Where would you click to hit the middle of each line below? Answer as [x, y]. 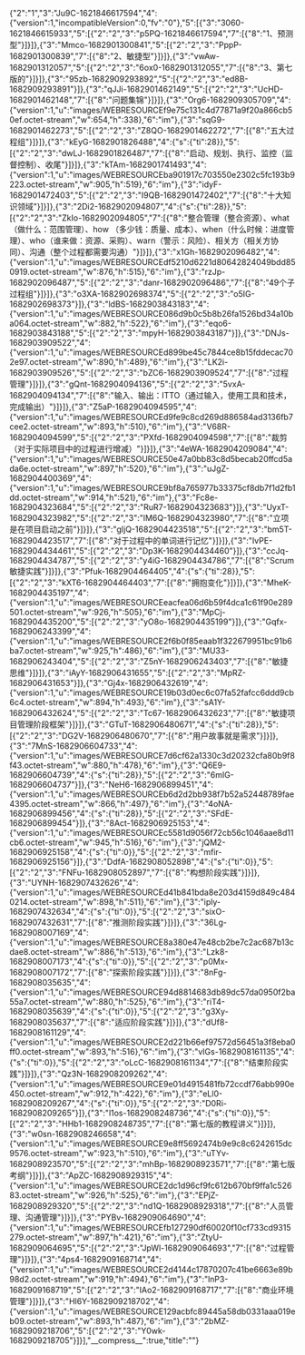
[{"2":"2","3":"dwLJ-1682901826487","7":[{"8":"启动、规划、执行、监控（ [148, 153]
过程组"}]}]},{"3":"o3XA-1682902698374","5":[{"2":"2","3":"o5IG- [133, 294]
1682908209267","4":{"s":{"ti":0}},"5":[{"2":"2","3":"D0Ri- [118, 1103]
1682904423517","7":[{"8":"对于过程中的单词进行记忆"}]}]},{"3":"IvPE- [141, 540]
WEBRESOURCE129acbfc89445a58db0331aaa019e [199, 1311]
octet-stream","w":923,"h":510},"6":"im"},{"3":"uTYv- [130, 1153]
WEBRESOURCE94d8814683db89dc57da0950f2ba [199, 992]
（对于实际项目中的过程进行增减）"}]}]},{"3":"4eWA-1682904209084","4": [148, 449]
